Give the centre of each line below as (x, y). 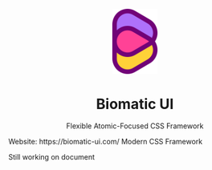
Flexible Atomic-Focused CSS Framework (135, 126)
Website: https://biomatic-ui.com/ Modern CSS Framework (106, 142)
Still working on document (51, 157)
